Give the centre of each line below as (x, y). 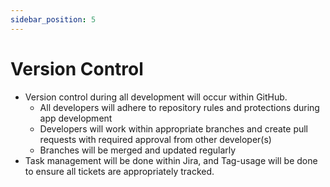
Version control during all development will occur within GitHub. (156, 97)
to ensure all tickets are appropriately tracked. (119, 171)
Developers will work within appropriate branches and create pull (174, 128)
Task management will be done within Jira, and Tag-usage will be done (171, 160)
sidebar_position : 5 (53, 19)
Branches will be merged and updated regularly (138, 150)
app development (76, 118)
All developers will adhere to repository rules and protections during (179, 107)
